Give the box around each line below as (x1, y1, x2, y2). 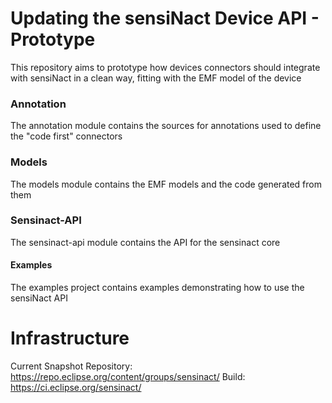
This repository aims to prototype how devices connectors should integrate (10, 61, 321, 73)
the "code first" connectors (10, 130, 123, 142)
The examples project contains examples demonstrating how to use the (10, 282, 305, 294)
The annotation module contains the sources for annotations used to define (10, 120, 322, 132)
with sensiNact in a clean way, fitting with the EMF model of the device (10, 72, 302, 84)
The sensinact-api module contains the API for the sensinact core (10, 236, 281, 248)
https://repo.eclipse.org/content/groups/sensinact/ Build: (10, 370, 246, 382)
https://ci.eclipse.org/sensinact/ (10, 381, 142, 393)
